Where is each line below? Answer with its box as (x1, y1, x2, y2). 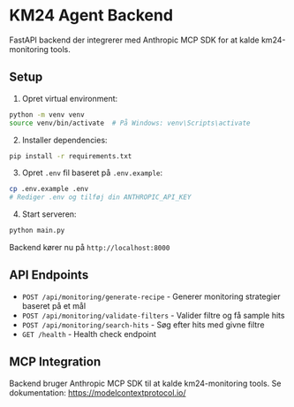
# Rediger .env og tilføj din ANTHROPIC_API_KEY (9, 193, 192, 202)
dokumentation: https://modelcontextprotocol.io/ (9, 387, 186, 398)
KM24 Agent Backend (9, 5, 174, 26)
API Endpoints (9, 267, 89, 283)
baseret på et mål (21, 300, 87, 311)
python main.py (9, 227, 65, 235)
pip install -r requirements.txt (9, 151, 132, 160)
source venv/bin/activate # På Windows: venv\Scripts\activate (9, 119, 251, 127)
